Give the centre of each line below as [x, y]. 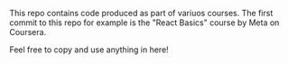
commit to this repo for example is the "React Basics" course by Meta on [144, 23]
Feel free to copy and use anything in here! [89, 50]
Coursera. [28, 32]
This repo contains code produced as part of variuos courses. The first [141, 13]
